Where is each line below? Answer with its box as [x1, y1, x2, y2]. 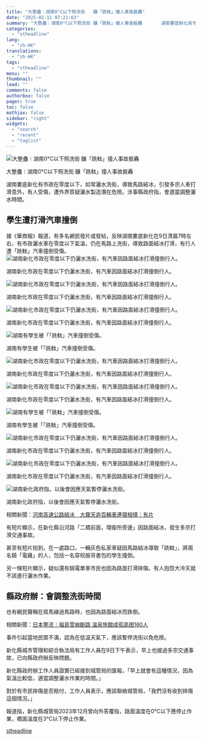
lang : [6, 37, 20, 43]
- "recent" [11, 132, 39, 139]
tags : [6, 59, 20, 65]
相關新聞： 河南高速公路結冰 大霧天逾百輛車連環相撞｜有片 [6, 510, 154, 518]
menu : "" [6, 71, 28, 77]
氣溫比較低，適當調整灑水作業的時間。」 [6, 674, 104, 682]
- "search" [11, 127, 39, 133]
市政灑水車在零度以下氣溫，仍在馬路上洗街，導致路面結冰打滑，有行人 [22, 239, 196, 247]
